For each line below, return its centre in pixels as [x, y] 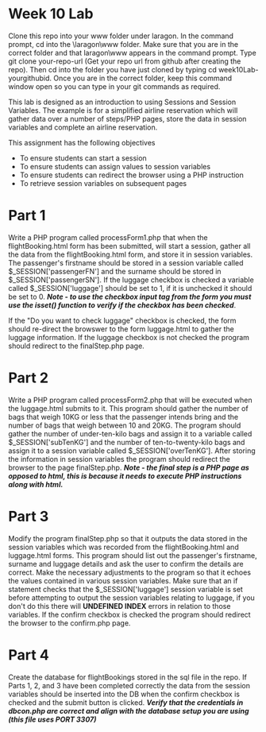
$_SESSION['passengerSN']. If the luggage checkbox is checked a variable [131, 280]
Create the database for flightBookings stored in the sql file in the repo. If [128, 677]
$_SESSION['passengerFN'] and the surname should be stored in [115, 271]
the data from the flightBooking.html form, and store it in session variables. [130, 254]
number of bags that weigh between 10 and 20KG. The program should [125, 425]
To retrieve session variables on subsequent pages [103, 183]
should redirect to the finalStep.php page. [76, 346]
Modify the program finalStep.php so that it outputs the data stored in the [128, 538]
